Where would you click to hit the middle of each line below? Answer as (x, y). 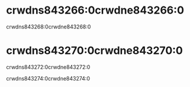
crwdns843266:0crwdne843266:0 (95, 10)
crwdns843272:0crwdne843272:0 (48, 67)
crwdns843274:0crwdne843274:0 (48, 78)
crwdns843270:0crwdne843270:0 (95, 51)
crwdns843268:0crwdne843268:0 (49, 27)
